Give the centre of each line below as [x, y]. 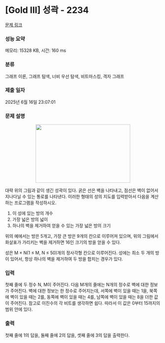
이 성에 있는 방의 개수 [33, 214]
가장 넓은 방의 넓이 [30, 219]
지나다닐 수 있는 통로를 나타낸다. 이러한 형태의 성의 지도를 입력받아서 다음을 [77, 197]
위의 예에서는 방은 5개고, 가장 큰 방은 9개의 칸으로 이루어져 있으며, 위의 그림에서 [82, 236]
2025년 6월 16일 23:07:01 [30, 102]
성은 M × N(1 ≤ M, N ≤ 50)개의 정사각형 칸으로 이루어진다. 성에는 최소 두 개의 [80, 253]
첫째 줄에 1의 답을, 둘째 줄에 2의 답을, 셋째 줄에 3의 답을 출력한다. [67, 335]
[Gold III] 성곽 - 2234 [47, 10]
